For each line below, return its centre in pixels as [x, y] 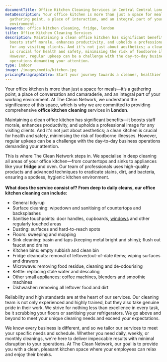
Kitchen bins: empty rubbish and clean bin [56, 250]
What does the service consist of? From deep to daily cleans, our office [80, 187]
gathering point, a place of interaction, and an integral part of [81, 19]
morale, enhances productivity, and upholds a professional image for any [80, 125]
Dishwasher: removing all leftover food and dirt [60, 287]
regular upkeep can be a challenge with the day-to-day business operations [83, 141]
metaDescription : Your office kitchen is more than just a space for [79, 14]
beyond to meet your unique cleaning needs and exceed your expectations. [83, 318]
